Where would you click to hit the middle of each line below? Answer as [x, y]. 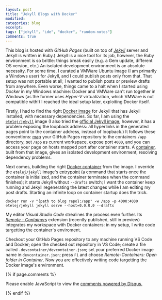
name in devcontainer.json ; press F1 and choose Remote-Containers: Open [81, 255]
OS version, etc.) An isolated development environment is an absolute [75, 65]
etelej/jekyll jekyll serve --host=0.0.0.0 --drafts [60, 205]
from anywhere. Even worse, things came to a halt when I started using [77, 86]
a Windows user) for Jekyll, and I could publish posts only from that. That [79, 76]
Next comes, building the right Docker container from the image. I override [80, 166]
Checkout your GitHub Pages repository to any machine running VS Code [79, 239]
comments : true [21, 37]
